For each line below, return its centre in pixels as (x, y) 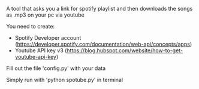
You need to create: (31, 26)
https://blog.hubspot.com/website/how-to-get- (125, 50)
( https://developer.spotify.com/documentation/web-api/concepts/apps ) (103, 44)
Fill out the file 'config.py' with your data (56, 68)
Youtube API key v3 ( (41, 50)
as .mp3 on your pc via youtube (46, 15)
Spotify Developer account (48, 38)
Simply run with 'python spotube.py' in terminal (65, 80)
